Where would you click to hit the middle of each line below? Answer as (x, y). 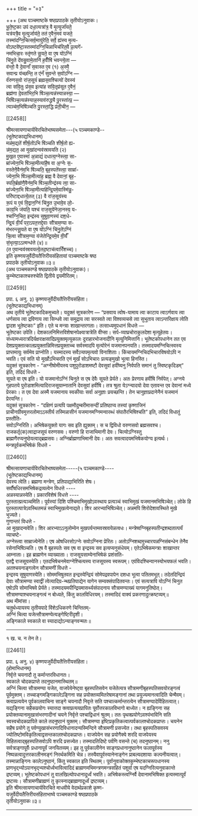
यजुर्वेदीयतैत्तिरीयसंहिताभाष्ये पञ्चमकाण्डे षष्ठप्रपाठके (52, 794)
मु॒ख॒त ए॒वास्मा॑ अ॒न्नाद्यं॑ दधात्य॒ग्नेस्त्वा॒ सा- (42, 156)
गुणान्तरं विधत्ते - (21, 521)
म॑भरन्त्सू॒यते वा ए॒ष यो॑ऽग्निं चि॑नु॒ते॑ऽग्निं (39, 229)
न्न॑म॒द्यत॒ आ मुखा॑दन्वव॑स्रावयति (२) (36, 150)
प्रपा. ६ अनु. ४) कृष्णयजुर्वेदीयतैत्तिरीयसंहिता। (47, 661)
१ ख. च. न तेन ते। (24, 638)
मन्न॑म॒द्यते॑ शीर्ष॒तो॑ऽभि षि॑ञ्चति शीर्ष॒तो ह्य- (41, 143)
